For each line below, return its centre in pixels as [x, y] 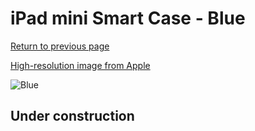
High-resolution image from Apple [80, 65]
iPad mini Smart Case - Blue [128, 18]
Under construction [72, 116]
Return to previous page [60, 46]
